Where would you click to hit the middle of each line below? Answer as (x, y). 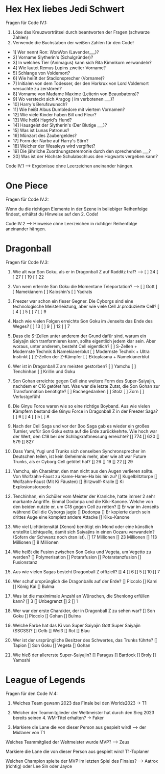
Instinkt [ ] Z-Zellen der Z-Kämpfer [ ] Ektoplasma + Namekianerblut (81, 356)
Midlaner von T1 (29, 732)
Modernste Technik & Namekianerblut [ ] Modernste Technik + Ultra (81, 351)
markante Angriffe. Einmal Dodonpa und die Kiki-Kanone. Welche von (83, 501)
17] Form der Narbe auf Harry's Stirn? (50, 140)
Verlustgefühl (26, 397)
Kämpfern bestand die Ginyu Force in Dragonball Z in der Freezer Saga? (85, 411)
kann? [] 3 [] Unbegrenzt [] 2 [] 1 (45, 601)
